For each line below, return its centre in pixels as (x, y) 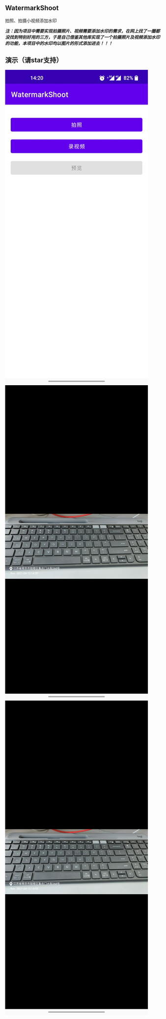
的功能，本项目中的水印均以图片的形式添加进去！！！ (59, 43)
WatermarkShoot (32, 8)
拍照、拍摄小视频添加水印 (31, 20)
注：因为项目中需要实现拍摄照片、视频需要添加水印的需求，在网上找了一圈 (80, 31)
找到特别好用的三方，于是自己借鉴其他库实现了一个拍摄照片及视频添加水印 (84, 37)
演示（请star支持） (34, 60)
